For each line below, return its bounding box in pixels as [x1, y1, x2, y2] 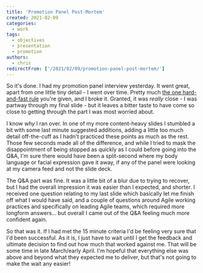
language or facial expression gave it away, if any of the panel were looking [6, 159, 196, 166]
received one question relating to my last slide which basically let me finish [6, 190, 194, 197]
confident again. [6, 216, 48, 223]
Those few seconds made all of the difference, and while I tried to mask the [6, 140, 196, 147]
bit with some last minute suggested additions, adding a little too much [6, 126, 184, 134]
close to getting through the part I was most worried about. [6, 108, 155, 116]
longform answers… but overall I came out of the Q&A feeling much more [6, 210, 190, 217]
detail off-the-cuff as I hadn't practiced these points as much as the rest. [6, 133, 189, 140]
